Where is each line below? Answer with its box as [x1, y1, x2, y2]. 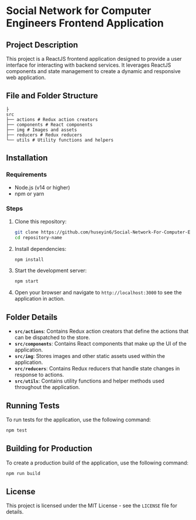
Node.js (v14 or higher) [14, 184, 70, 191]
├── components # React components [6, 122, 93, 128]
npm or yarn [14, 190, 44, 197]
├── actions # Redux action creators [6, 116, 98, 122]
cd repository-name [14, 235, 63, 240]
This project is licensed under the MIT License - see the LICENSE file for [6, 502, 177, 509]
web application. [6, 74, 46, 81]
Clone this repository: [14, 218, 67, 225]
